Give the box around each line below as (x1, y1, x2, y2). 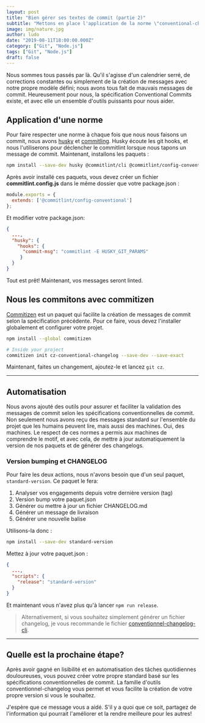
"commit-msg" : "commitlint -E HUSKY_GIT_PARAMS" (22, 249, 149, 255)
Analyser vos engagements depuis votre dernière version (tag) (15, 490, 173, 497)
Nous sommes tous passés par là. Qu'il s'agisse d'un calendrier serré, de (6, 71, 190, 78)
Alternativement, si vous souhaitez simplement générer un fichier (21, 613, 185, 620)
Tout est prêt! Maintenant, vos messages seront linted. (6, 276, 143, 284)
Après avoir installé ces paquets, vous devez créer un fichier (6, 174, 159, 181)
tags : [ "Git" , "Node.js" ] (6, 49, 72, 55)
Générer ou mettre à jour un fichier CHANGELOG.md (15, 502, 148, 510)
